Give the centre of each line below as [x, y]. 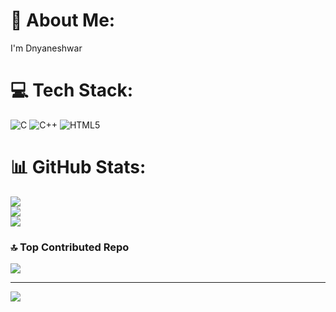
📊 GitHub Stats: [78, 167]
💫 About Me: [63, 20]
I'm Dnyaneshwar [46, 48]
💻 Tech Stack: [72, 90]
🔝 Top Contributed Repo [70, 247]
